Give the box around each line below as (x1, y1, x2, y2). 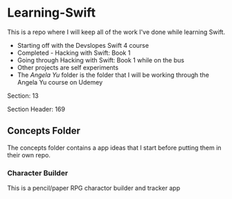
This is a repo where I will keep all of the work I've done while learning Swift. (7, 28, 226, 36)
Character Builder (7, 168, 69, 178)
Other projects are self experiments (17, 63, 119, 71)
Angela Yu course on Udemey (17, 78, 103, 86)
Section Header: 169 (7, 105, 66, 113)
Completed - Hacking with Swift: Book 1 (17, 49, 131, 57)
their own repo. (7, 150, 51, 159)
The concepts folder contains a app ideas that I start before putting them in (7, 144, 222, 152)
